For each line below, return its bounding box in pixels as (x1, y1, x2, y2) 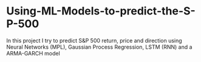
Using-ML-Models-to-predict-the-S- (6, 4, 196, 18)
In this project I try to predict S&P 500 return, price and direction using (6, 37, 182, 44)
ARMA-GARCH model (6, 49, 61, 57)
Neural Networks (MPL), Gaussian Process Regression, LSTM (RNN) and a (6, 43, 192, 51)
